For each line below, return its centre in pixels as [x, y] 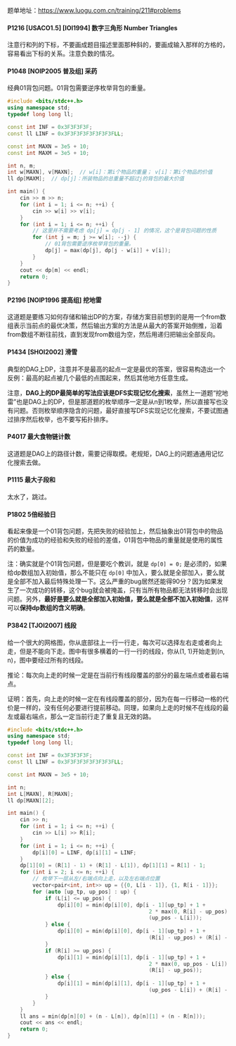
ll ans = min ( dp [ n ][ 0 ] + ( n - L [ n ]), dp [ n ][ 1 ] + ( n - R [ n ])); [113, 1016]
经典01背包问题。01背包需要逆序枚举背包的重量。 [78, 88]
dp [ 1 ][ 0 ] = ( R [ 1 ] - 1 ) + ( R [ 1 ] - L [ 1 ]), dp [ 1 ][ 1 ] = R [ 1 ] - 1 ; [113, 866]
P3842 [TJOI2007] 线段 [42, 625]
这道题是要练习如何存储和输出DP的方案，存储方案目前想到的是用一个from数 [117, 317]
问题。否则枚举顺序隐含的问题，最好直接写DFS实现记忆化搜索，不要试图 [118, 410]
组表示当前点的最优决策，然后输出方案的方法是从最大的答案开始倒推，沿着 [115, 325]
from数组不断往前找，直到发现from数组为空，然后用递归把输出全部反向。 [113, 335]
